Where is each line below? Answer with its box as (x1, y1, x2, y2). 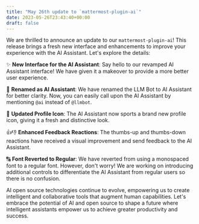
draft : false (6, 20, 39, 26)
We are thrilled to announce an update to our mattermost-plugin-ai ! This (6, 37, 187, 44)
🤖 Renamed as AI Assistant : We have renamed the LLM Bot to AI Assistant (6, 86, 192, 93)
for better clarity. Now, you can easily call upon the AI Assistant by (6, 92, 171, 99)
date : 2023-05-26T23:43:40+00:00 (6, 14, 90, 20)
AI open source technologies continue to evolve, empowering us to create (6, 187, 190, 194)
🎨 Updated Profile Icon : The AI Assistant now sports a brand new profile (6, 110, 186, 117)
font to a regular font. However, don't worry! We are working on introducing (6, 162, 194, 169)
